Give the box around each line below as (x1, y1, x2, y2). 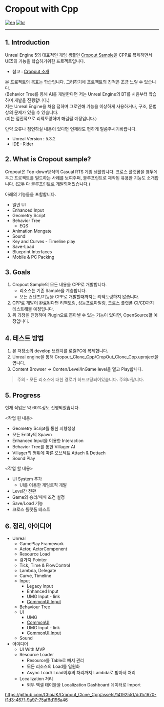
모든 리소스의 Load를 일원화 (26, 663, 80, 669)
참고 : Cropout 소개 (12, 68, 50, 74)
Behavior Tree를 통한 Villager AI (12, 444, 76, 449)
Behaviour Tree (19, 604, 50, 610)
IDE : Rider (12, 141, 34, 147)
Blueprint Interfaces (12, 248, 52, 255)
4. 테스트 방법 (5, 334, 44, 342)
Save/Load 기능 (12, 500, 43, 506)
